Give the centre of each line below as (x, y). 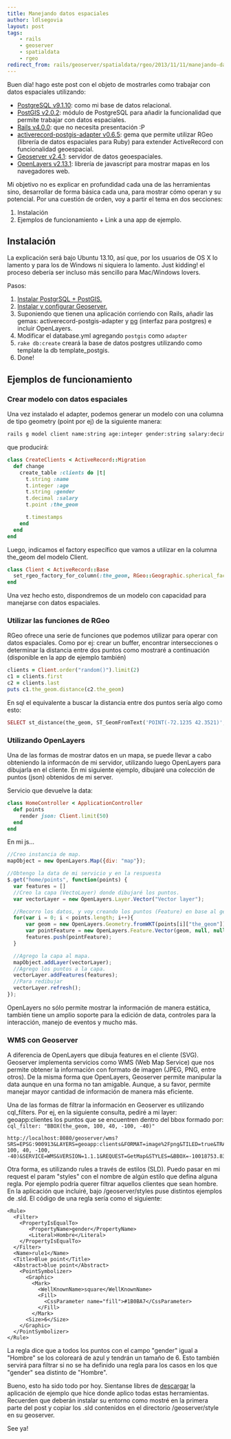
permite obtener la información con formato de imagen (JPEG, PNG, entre (112, 1070)
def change (29, 466)
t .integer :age (47, 486)
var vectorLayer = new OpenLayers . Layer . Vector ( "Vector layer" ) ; (109, 899)
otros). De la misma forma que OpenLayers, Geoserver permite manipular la (114, 1077)
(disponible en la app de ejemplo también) (67, 657)
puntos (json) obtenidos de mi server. (60, 777)
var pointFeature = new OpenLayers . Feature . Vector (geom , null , (118, 931)
